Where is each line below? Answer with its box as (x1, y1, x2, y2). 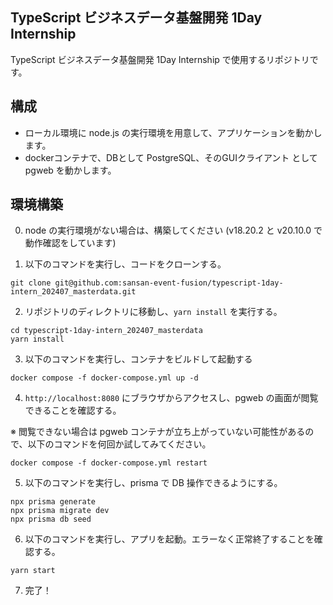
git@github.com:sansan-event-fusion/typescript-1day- (54, 278, 284, 288)
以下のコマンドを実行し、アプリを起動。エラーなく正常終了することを (24, 533, 315, 545)
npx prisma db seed (10, 514, 92, 525)
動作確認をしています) (24, 237, 117, 249)
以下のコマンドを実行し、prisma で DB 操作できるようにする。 (24, 477, 283, 489)
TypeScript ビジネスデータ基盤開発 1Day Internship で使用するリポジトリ (10, 53, 310, 65)
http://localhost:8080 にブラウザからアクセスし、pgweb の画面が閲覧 (24, 392, 319, 404)
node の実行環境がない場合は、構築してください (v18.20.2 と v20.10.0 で (24, 224, 323, 237)
